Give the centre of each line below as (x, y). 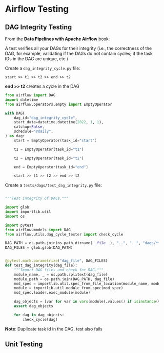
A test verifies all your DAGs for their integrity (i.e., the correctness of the (79, 48)
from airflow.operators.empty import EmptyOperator (59, 104)
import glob (17, 207)
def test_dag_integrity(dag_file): (41, 265)
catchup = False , (29, 127)
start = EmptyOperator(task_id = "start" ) (55, 141)
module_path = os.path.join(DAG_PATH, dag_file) (64, 279)
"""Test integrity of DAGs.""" (37, 199)
